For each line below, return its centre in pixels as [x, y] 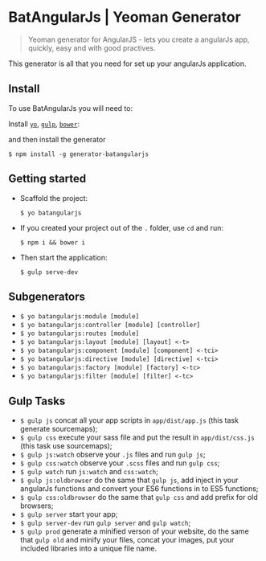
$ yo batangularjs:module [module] [80, 317]
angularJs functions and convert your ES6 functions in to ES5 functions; [139, 489]
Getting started [47, 179]
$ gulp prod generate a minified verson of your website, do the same [134, 531]
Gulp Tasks [37, 401]
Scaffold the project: [54, 198]
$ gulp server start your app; [69, 514]
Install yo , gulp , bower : [44, 124]
